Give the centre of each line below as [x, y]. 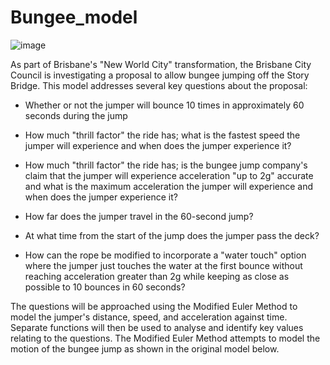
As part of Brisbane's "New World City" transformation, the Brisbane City [161, 64]
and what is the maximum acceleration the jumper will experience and [169, 186]
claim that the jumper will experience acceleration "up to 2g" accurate [169, 175]
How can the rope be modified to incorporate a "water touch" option [165, 255]
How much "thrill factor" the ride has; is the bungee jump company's [166, 165]
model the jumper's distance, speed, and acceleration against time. [149, 317]
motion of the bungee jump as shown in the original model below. [145, 348]
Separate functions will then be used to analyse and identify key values [157, 327]
